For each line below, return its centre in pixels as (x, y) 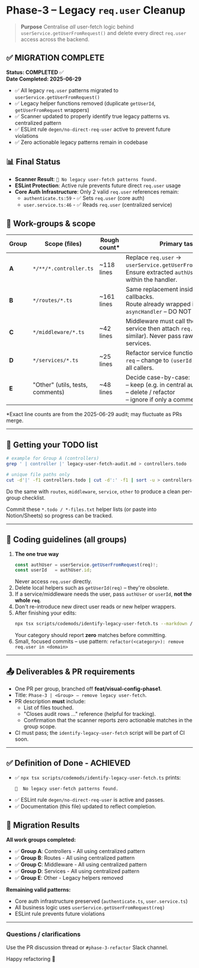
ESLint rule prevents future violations (60, 914)
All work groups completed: (41, 840)
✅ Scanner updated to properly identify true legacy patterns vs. (92, 116)
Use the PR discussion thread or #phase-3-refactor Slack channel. (87, 947)
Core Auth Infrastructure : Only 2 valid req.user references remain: (97, 192)
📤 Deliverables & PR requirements (70, 672)
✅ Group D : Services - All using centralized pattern (77, 871)
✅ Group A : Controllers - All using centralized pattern (80, 851)
